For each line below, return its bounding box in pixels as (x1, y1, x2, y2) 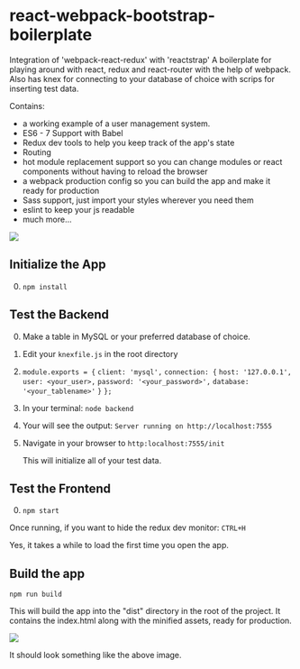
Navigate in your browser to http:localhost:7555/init (22, 437, 225, 448)
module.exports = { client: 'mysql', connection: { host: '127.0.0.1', (22, 367, 292, 377)
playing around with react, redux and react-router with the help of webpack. (9, 64, 291, 75)
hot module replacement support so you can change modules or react (22, 156, 283, 167)
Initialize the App (9, 257, 106, 272)
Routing (22, 146, 52, 158)
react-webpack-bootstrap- (9, 5, 216, 26)
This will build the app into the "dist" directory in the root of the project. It (9, 606, 281, 617)
